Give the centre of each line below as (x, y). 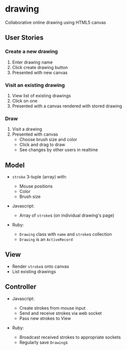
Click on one (25, 101)
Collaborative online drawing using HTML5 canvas (55, 22)
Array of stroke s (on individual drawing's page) (67, 215)
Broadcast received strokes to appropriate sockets (70, 337)
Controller (21, 287)
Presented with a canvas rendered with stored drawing (67, 106)
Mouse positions (36, 186)
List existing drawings (34, 271)
